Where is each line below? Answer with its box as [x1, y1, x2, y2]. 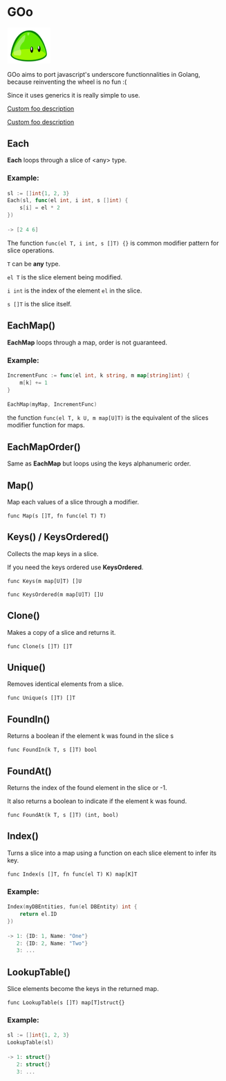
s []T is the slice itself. [7, 299, 72, 308]
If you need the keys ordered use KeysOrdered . [7, 563, 144, 571]
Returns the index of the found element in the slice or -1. [7, 784, 167, 792]
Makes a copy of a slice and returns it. [7, 628, 116, 636]
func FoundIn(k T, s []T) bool [7, 746, 97, 754]
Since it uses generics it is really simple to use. [7, 91, 140, 99]
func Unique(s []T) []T [7, 694, 76, 702]
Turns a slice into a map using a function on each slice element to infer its [7, 849, 217, 857]
